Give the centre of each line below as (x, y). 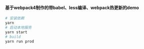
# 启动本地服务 (18, 27)
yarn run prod (20, 41)
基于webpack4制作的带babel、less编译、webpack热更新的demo (72, 7)
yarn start (16, 32)
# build (13, 37)
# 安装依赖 (15, 18)
